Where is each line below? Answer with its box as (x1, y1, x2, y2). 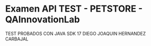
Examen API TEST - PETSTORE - (5, 3, 143, 15)
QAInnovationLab (5, 14, 80, 25)
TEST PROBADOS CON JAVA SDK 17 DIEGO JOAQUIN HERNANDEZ (5, 30, 146, 36)
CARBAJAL (5, 36, 29, 42)
